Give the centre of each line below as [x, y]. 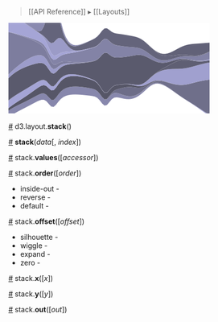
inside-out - [40, 189]
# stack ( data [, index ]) [45, 142]
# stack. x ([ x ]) [31, 278]
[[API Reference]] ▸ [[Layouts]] [79, 12]
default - [35, 206]
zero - [30, 262]
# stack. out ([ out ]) [38, 310]
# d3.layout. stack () [40, 126]
